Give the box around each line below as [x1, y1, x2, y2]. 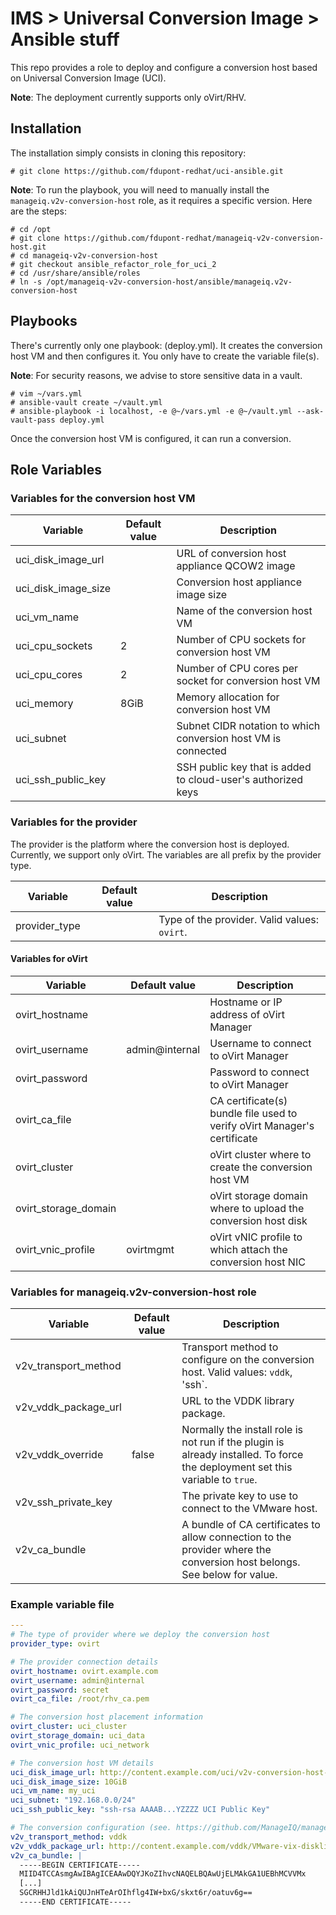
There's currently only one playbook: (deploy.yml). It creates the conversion [10, 339, 323, 351]
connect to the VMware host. [181, 1502, 318, 1516]
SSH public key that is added [176, 760, 312, 774]
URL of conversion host [176, 547, 287, 561]
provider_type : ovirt [10, 1639, 101, 1649]
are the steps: [10, 205, 67, 217]
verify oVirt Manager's [209, 1118, 315, 1132]
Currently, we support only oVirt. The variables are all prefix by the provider [10, 848, 322, 861]
